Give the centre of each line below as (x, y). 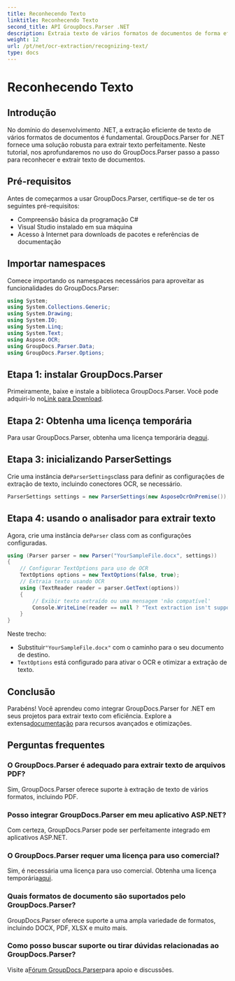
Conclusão (31, 692)
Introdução (32, 113)
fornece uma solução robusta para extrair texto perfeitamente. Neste (107, 145)
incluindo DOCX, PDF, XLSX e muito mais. (67, 928)
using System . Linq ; (36, 327)
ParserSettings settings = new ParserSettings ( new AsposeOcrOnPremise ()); (119, 496)
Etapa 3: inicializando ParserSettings (90, 460)
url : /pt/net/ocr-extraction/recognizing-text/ (78, 46)
